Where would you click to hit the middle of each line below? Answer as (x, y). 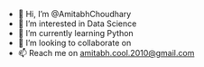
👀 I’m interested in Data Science (77, 24)
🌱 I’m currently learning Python (75, 33)
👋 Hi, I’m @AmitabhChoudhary (74, 14)
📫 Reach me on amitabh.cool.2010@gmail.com (106, 53)
